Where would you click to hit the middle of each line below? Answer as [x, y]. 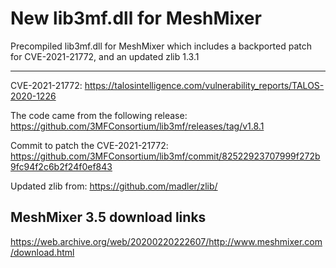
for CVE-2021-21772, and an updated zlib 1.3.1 [105, 56]
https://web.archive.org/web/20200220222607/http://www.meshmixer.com [166, 241]
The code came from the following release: [99, 115]
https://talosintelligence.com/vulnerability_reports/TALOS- [204, 85]
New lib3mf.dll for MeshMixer [136, 18]
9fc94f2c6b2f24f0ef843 [61, 166]
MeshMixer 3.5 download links [108, 217]
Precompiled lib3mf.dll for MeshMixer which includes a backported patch [161, 46]
